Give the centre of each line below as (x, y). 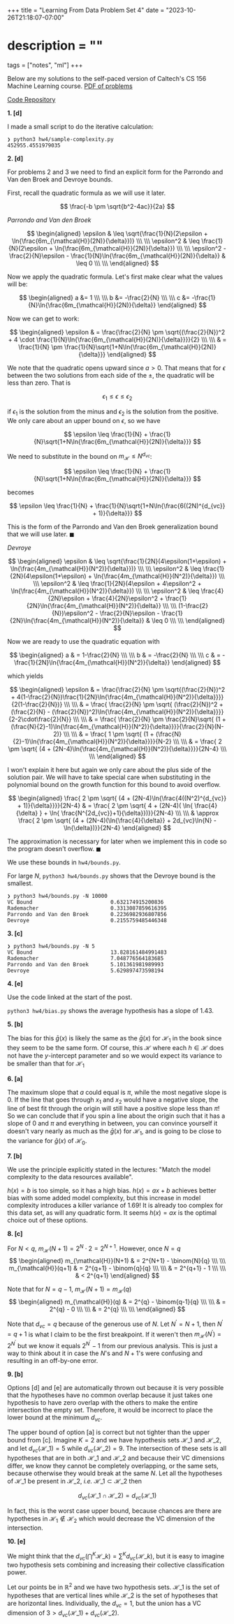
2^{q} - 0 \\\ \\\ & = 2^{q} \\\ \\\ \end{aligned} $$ (117, 1309)
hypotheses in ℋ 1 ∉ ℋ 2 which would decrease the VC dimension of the (111, 1519)
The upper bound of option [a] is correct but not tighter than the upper (109, 1432)
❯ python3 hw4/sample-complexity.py (60, 139)
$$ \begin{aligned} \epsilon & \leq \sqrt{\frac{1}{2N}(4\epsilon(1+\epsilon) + (117, 561)
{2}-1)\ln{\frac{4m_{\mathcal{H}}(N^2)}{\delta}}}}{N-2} (93, 741)
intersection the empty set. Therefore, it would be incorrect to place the (110, 1410)
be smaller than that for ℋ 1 (46, 1064)
